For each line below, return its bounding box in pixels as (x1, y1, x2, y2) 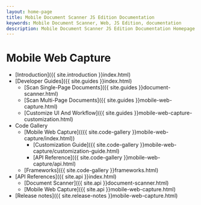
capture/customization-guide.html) (32, 147, 120, 155)
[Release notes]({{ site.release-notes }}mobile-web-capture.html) (14, 192, 178, 200)
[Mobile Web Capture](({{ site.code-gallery (23, 128, 131, 135)
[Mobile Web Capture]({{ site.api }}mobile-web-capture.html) (23, 186, 176, 193)
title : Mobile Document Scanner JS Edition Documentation (6, 14, 155, 20)
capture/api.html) (32, 160, 76, 168)
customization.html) (23, 116, 73, 123)
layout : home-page (6, 8, 52, 15)
